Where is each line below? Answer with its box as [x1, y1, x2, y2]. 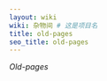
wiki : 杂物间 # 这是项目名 [9, 21, 98, 30]
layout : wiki [9, 12, 57, 22]
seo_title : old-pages [9, 37, 89, 47]
